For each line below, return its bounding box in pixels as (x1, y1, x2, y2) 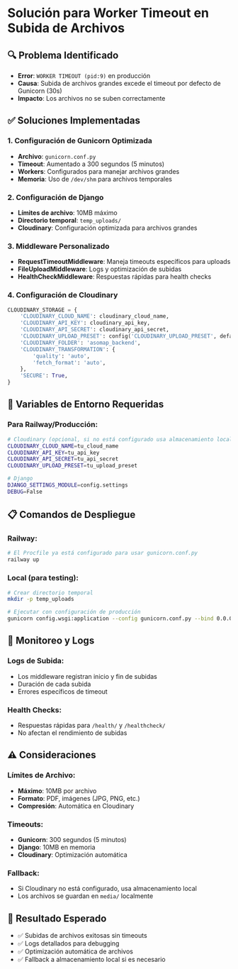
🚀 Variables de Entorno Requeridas (7, 399, 164, 411)
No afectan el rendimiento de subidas (17, 729, 127, 737)
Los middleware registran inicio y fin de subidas (17, 672, 157, 680)
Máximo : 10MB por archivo (17, 786, 97, 795)
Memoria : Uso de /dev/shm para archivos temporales (17, 175, 172, 183)
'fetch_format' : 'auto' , (33, 359, 106, 366)
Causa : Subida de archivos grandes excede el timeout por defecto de (17, 79, 221, 87)
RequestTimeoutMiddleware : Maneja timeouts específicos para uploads (17, 258, 231, 266)
